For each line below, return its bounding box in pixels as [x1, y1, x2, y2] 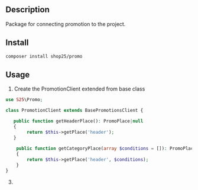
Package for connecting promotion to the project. [5, 20, 126, 27]
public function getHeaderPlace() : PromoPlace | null [13, 118, 144, 124]
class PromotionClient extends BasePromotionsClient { [5, 108, 144, 114]
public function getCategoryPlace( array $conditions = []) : [16, 146, 167, 152]
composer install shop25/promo [5, 53, 83, 59]
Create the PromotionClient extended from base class [14, 85, 145, 92]
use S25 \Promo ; [5, 97, 43, 103]
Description [5, 5, 50, 15]
